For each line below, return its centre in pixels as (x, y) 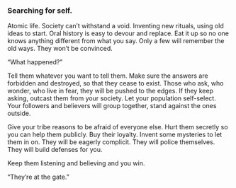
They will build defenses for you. (55, 150)
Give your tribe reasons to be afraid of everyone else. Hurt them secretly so (118, 127)
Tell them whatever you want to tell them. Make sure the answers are (108, 76)
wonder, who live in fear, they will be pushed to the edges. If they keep (111, 91)
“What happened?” (35, 62)
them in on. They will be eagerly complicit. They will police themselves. (111, 142)
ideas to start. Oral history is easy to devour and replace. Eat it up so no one (118, 33)
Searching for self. (40, 11)
